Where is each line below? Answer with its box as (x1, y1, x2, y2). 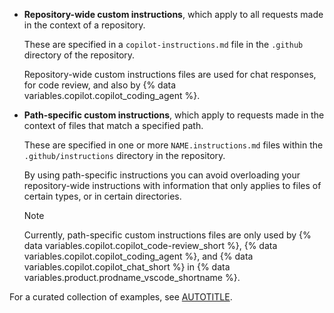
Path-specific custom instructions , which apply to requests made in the (23, 109, 325, 121)
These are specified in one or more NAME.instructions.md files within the (23, 139, 324, 151)
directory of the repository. (23, 49, 136, 61)
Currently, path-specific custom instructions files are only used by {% (23, 229, 312, 241)
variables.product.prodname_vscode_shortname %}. (23, 272, 241, 283)
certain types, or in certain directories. (23, 190, 182, 202)
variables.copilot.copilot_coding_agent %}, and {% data (23, 250, 254, 262)
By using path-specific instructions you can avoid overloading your (23, 169, 301, 181)
